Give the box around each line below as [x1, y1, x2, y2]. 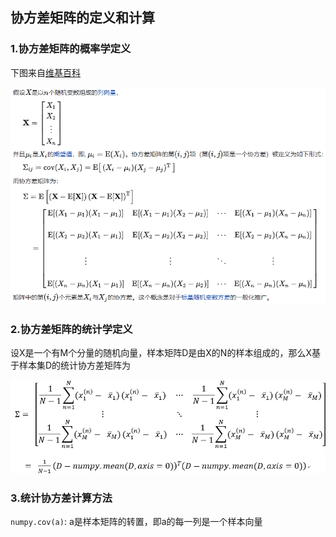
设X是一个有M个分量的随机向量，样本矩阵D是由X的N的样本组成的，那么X [10, 346, 312, 358]
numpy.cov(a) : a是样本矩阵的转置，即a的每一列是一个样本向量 [10, 516, 263, 528]
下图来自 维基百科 [10, 66, 81, 78]
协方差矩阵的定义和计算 [10, 9, 155, 27]
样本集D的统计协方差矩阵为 [18, 359, 132, 371]
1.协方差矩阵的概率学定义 [10, 42, 132, 56]
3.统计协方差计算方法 [10, 491, 113, 505]
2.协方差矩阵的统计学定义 [10, 322, 133, 336]
